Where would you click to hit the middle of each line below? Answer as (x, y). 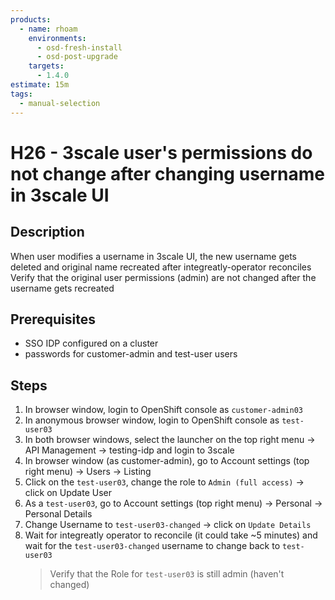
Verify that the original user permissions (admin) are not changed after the (163, 277)
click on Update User (68, 493)
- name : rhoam (48, 29)
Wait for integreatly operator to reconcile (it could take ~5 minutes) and (171, 535)
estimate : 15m (40, 85)
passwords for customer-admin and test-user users (131, 354)
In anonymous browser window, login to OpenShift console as (152, 420)
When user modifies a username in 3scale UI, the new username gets (153, 256)
